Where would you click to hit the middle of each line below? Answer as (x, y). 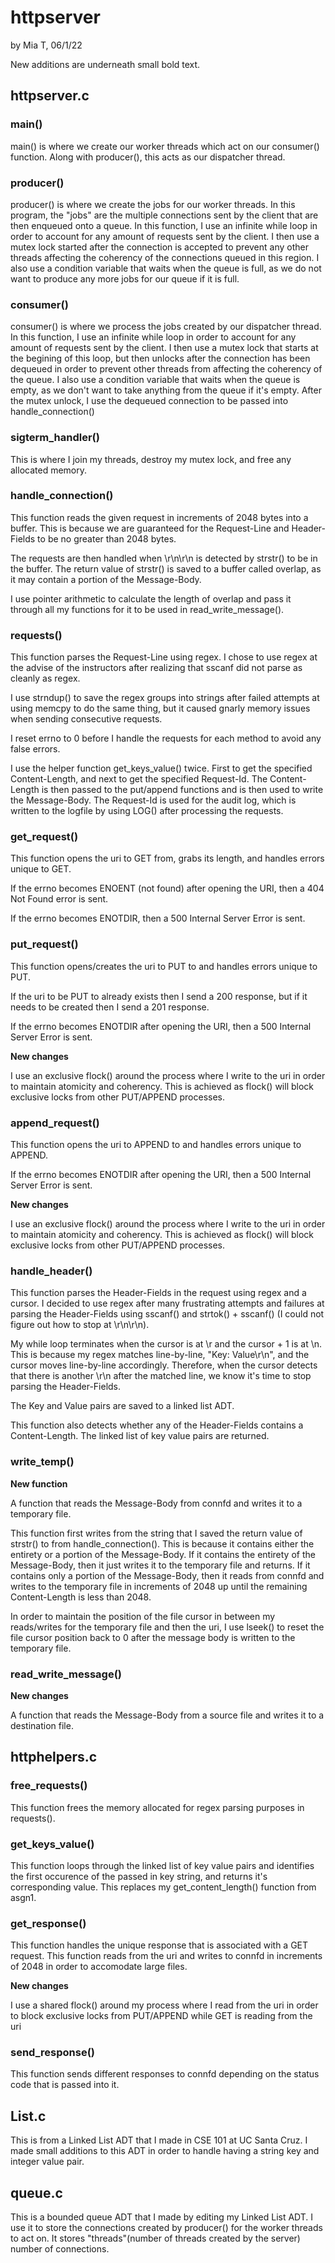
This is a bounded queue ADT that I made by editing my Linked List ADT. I (162, 2217)
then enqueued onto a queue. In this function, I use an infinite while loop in (164, 225)
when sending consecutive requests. (86, 719)
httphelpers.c (54, 1757)
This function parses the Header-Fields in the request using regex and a (158, 1293)
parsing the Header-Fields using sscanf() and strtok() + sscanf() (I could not (167, 1314)
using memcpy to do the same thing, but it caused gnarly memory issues (160, 708)
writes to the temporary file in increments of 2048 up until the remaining (159, 1586)
